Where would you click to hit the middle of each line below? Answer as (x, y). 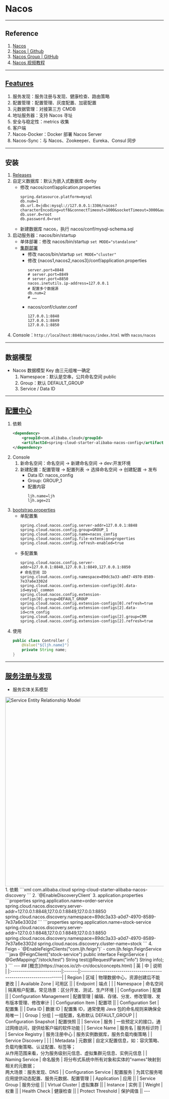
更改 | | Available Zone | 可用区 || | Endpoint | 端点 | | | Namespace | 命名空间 (84, 983)
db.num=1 (29, 202)
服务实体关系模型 (30, 689)
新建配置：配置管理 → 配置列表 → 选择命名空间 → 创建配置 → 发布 (89, 469)
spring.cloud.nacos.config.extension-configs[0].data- (78, 586)
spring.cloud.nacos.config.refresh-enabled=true (72, 543)
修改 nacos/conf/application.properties (60, 187)
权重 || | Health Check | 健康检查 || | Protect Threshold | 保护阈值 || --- (78, 1091)
